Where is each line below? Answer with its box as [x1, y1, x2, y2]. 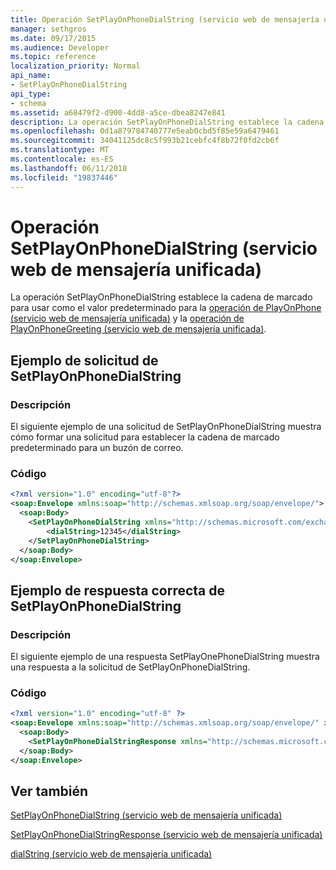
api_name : [10, 71, 52, 81]
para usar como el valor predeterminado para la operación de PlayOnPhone [10, 302, 322, 314]
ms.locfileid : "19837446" [10, 172, 118, 183]
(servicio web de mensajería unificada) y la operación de [10, 312, 245, 325]
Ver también [10, 783, 89, 800]
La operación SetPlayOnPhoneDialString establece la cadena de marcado [10, 291, 313, 303]
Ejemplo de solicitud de [10, 352, 159, 369]
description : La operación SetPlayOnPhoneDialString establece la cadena [10, 117, 325, 127]
